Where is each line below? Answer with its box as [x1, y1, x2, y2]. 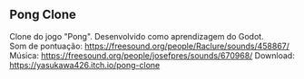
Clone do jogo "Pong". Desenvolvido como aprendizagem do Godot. [9, 31, 265, 41]
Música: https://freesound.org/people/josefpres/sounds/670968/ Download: [9, 49, 295, 61]
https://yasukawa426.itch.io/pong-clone [9, 59, 161, 70]
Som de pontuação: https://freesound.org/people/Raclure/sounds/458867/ [9, 40, 290, 51]
